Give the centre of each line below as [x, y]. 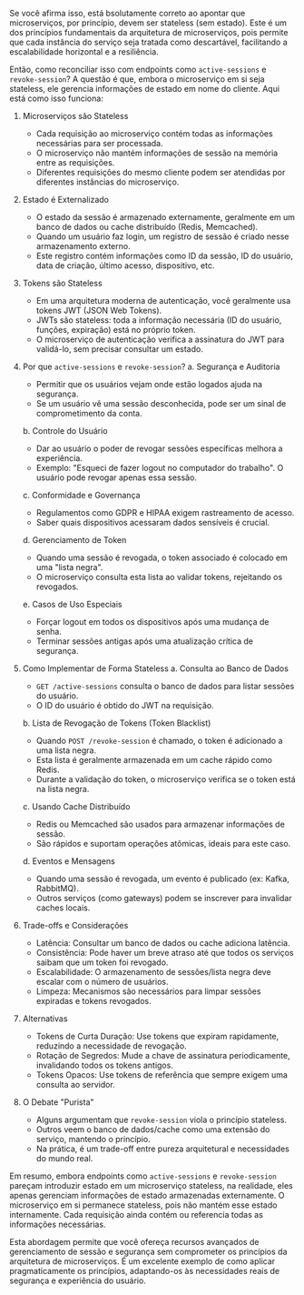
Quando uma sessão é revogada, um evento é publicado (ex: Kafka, [163, 878]
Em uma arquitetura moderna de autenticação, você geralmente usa [163, 301]
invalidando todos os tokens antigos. [105, 1065]
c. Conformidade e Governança [81, 495]
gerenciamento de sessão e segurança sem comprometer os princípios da [148, 1251]
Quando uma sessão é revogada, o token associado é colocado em [162, 557]
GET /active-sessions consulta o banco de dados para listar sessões [165, 686]
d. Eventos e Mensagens [69, 861]
